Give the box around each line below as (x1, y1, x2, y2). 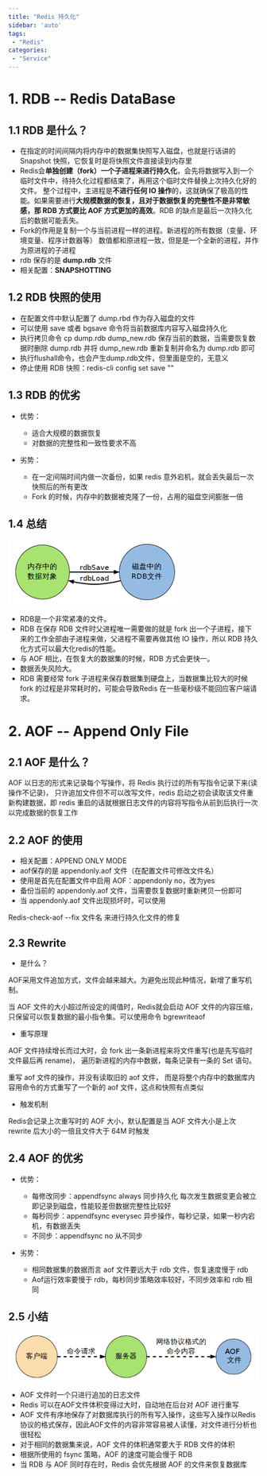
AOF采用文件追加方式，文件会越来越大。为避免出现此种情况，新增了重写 (8, 975, 246, 985)
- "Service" (11, 55, 52, 63)
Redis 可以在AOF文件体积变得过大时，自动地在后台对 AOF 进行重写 (19, 1400, 240, 1410)
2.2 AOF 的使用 (8, 833, 83, 846)
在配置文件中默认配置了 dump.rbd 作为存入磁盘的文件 (19, 313, 196, 323)
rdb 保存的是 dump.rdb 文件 (19, 255, 113, 265)
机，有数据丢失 (31, 1221, 81, 1230)
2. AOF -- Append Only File (8, 722, 189, 740)
